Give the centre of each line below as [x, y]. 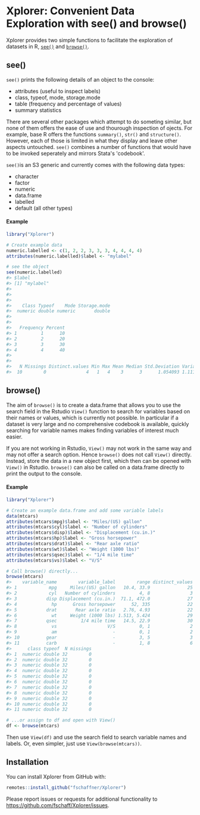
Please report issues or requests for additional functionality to [82, 799]
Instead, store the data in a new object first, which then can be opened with [99, 461]
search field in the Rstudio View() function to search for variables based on [98, 411]
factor [22, 182]
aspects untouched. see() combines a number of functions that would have [99, 147]
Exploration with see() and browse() [96, 24]
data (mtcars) [22, 516]
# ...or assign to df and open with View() [61, 720]
